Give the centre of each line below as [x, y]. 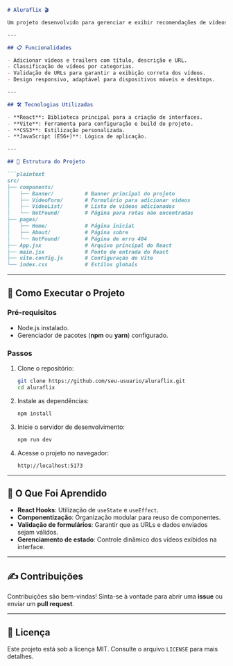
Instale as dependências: [53, 400]
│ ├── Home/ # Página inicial [71, 226]
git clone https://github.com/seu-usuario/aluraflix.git [101, 381]
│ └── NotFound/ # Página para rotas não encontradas [101, 213]
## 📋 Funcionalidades [40, 48]
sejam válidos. [38, 533]
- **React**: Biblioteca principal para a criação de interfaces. [105, 117]
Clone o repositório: [45, 368]
